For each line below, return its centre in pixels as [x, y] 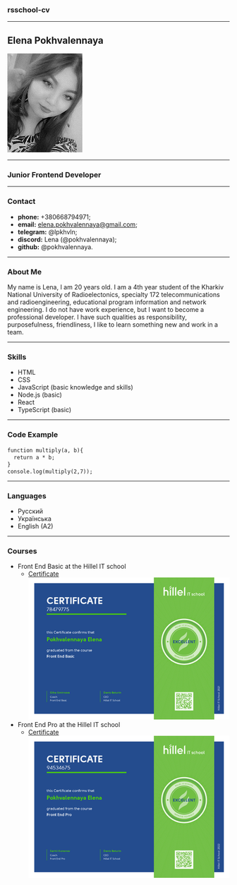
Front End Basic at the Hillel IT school [72, 567]
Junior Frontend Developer [54, 175]
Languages [27, 495]
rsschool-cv [29, 10]
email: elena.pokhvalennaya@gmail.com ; [77, 224]
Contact [22, 201]
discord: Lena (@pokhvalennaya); [67, 239]
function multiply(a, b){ [45, 450]
